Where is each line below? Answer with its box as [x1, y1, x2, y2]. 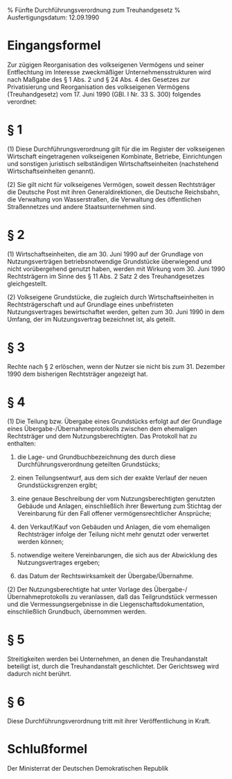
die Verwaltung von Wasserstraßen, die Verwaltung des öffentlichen [7, 195, 202, 204]
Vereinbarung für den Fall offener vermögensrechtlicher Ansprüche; [17, 509, 212, 517]
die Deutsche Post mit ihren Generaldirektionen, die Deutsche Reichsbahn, [7, 188, 220, 196]
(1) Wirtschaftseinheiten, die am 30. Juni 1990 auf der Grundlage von [7, 249, 204, 258]
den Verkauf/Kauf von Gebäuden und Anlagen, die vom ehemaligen [17, 523, 211, 531]
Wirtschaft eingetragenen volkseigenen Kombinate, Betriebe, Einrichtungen [7, 152, 222, 161]
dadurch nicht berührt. [7, 669, 71, 678]
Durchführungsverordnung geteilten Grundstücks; [17, 460, 161, 468]
